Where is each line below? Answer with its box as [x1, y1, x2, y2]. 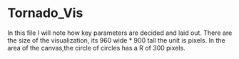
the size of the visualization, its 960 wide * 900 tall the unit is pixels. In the [7, 36, 226, 44]
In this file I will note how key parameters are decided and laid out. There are [7, 28, 233, 37]
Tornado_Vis [7, 5, 83, 21]
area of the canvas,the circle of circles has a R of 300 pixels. [7, 43, 185, 52]
